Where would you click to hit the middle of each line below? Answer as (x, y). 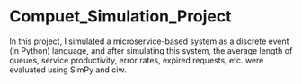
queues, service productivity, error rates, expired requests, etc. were (137, 60)
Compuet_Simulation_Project (120, 17)
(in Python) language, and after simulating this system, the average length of (151, 50)
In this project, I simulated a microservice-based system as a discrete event (149, 41)
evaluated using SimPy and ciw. (68, 70)
